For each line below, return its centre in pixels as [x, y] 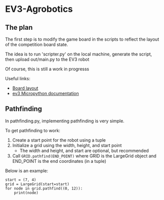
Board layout [25, 88]
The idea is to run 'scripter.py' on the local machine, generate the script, [79, 54]
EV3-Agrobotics [39, 9]
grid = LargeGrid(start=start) [37, 184]
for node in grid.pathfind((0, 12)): [44, 188]
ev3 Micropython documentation [45, 93]
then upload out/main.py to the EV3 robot [47, 59]
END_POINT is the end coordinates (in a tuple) [59, 161]
